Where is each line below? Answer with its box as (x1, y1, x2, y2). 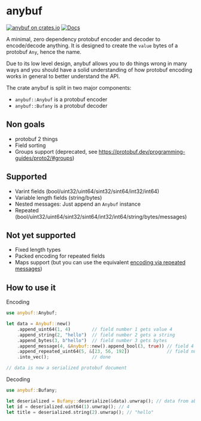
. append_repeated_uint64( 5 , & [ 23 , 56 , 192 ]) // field (17, 349, 188, 355)
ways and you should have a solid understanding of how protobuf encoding (6, 66, 193, 73)
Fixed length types (14, 246, 61, 254)
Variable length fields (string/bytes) (14, 194, 102, 201)
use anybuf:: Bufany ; (6, 388, 58, 393)
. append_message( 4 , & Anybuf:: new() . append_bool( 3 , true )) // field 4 (17, 343, 194, 349)
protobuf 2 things (14, 135, 58, 142)
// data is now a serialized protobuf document (6, 365, 127, 371)
